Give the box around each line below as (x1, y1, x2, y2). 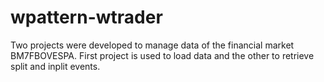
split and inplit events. (10, 60, 101, 72)
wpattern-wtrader (10, 6, 163, 29)
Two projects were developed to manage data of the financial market (10, 39, 295, 51)
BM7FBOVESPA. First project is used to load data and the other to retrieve (10, 49, 315, 61)
